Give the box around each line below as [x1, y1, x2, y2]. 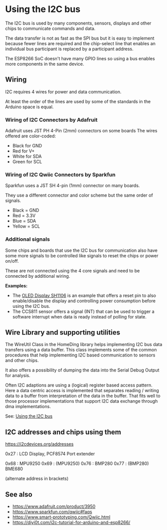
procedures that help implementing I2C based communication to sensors [5, 352, 155, 358]
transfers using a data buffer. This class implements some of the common [5, 347, 157, 353]
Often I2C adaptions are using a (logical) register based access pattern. [5, 382, 152, 388]
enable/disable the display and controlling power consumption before [12, 297, 156, 304]
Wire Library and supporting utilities [5, 328, 120, 337]
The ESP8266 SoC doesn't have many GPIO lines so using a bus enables [5, 55, 155, 61]
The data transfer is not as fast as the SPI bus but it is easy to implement [5, 35, 154, 41]
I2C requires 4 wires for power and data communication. [5, 89, 121, 95]
